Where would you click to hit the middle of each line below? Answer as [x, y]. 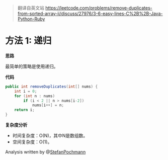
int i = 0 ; [26, 91]
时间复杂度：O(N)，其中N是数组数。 [50, 136]
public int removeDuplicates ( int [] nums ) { [52, 87]
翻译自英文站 [31, 8]
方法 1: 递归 [28, 41]
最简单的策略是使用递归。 [32, 66]
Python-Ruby [31, 19]
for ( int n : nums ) [35, 96]
